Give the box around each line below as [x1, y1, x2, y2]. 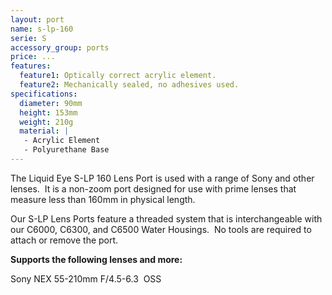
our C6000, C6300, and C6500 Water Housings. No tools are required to [10, 223, 312, 235]
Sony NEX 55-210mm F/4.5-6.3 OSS [10, 272, 162, 285]
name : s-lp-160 [10, 24, 74, 34]
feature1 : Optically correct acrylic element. [19, 71, 217, 81]
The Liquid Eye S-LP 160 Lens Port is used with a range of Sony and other [10, 172, 315, 184]
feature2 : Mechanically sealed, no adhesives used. [19, 80, 240, 90]
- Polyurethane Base [23, 145, 110, 155]
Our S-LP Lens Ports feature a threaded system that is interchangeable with [10, 212, 323, 225]
